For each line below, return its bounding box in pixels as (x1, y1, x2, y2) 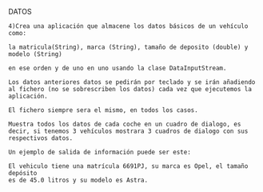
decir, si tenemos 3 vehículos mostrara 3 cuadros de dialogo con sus (8, 127, 249, 135)
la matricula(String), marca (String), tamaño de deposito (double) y (8, 43, 249, 51)
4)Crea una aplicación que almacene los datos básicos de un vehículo (8, 22, 249, 30)
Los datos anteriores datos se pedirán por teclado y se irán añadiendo (8, 78, 256, 86)
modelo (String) (8, 50, 62, 58)
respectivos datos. (8, 134, 74, 142)
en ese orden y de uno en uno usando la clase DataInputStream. (8, 64, 227, 72)
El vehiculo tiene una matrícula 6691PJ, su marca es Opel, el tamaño (8, 162, 249, 170)
